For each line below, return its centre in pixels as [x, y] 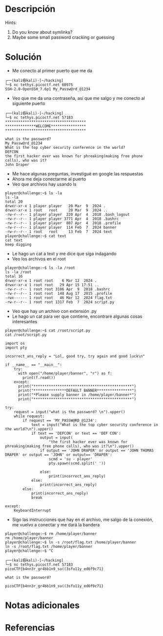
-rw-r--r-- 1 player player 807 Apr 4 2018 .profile [63, 223]
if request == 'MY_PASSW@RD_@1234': [60, 420]
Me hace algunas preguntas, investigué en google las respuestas [77, 174]
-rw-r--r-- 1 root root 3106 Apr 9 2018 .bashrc [58, 289]
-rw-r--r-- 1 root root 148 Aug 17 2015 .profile [59, 293]
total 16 [14, 276]
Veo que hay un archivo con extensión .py [54, 311]
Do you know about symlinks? [42, 32]
